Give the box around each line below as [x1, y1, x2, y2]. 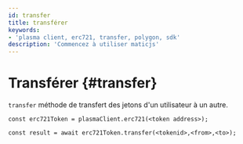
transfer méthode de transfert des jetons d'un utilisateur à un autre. [8, 100, 229, 110]
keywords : [8, 26, 41, 34]
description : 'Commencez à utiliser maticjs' [8, 41, 159, 49]
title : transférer [8, 19, 68, 27]
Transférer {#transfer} [8, 74, 158, 92]
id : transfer [8, 11, 51, 20]
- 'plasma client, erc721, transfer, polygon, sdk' [8, 33, 180, 41]
